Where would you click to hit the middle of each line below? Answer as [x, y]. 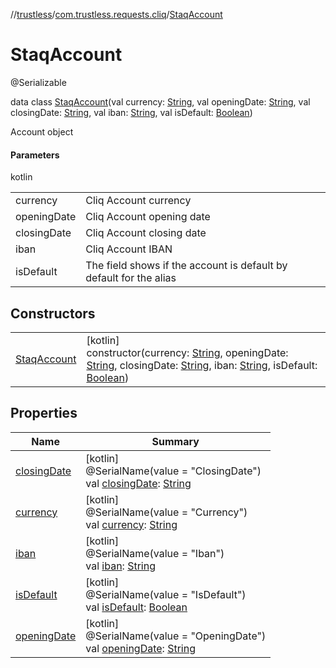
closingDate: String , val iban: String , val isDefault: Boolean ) [131, 112]
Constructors [53, 313]
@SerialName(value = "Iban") [155, 553]
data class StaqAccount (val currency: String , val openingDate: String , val [160, 101]
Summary [175, 441]
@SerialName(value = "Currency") [166, 512]
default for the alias [131, 278]
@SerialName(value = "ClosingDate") [173, 471]
